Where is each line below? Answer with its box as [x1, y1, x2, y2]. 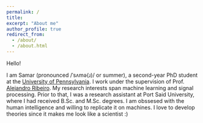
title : [6, 15, 23, 21]
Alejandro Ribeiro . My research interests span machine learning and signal [6, 84, 194, 91]
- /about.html [12, 43, 48, 49]
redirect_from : [6, 32, 45, 38]
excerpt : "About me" [6, 20, 59, 26]
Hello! [6, 59, 21, 67]
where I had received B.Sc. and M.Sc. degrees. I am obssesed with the [6, 97, 185, 104]
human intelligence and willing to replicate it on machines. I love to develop [6, 104, 196, 111]
